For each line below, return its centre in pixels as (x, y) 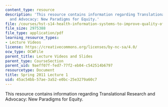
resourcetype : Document (30, 70)
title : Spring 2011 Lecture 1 (37, 75)
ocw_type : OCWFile (24, 51)
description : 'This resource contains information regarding (70, 14)
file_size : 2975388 (25, 28)
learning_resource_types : (32, 38)
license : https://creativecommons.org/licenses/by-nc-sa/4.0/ (71, 47)
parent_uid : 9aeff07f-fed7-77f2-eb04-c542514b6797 (59, 65)
